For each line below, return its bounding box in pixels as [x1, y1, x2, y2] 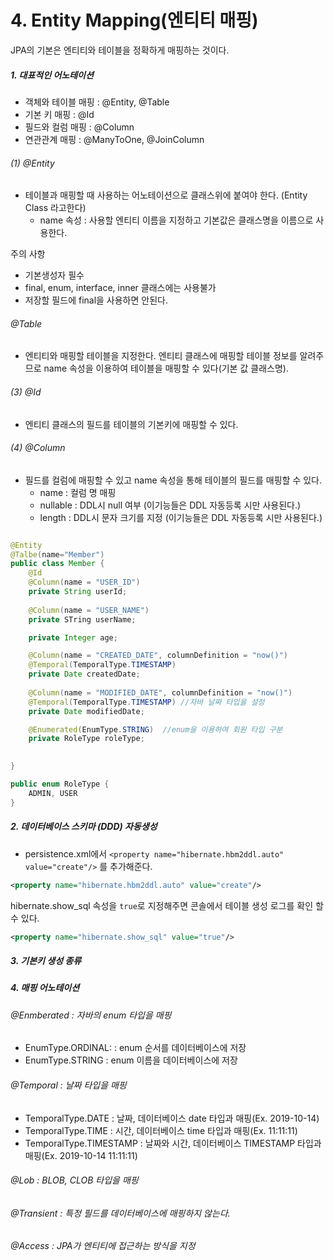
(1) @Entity [10, 157, 55, 169]
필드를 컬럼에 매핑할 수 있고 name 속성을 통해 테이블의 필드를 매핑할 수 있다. [24, 474, 323, 486]
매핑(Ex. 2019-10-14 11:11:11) [24, 1149, 138, 1161]
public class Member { [10, 559, 105, 569]
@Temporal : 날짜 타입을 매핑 [10, 1079, 127, 1091]
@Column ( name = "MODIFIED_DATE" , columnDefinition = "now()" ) [28, 687, 293, 698]
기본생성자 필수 [24, 269, 85, 281]
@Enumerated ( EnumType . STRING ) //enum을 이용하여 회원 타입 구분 [28, 724, 283, 735]
